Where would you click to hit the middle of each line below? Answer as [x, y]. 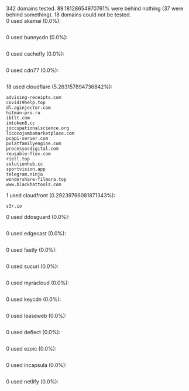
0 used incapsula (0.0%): [37, 365]
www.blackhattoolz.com [34, 184]
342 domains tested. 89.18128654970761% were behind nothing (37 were [95, 8]
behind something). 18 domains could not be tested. [69, 15]
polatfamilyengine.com [34, 143]
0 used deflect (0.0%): [33, 332]
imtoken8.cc [20, 123]
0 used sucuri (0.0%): [32, 266]
